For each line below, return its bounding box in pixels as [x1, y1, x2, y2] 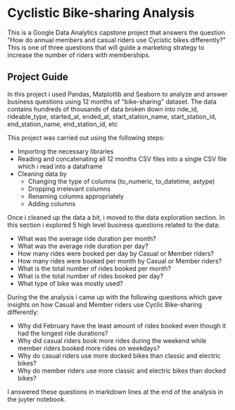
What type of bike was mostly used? [17, 279, 123, 287]
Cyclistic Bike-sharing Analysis [7, 5, 195, 21]
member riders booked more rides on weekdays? [17, 344, 160, 352]
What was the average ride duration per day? [17, 242, 149, 250]
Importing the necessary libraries [17, 147, 114, 156]
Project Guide [7, 71, 69, 83]
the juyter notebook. [7, 395, 66, 403]
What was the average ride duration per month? [17, 234, 156, 242]
